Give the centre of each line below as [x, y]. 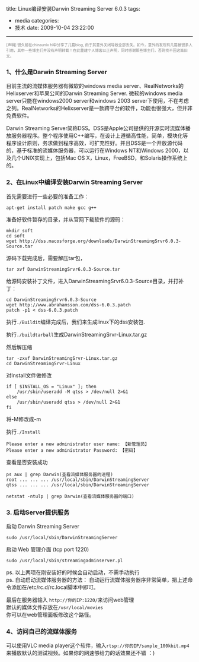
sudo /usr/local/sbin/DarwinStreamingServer [62, 537]
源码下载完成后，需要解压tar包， [46, 258]
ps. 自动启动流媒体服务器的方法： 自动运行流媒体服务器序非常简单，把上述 [97, 579]
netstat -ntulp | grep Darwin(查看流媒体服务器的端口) [70, 496]
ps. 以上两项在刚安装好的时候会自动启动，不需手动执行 [73, 572]
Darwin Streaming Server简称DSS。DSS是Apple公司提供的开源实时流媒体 [96, 128]
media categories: [37, 20]
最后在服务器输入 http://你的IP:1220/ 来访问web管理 [70, 600]
